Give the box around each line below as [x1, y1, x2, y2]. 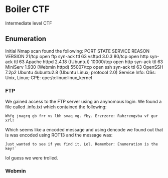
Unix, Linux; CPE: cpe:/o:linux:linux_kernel [5, 74, 92, 81]
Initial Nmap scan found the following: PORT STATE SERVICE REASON [5, 48, 150, 54]
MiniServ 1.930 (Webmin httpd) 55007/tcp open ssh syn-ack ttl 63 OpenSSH [5, 64, 163, 70]
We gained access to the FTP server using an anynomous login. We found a [5, 99, 162, 105]
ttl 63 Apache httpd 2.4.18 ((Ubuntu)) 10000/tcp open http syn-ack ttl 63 [14, 59, 163, 65]
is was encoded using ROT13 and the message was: [5, 132, 113, 138]
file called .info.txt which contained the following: [5, 104, 107, 110]
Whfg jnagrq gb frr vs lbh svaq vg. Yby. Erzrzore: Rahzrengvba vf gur [5, 114, 158, 119]
